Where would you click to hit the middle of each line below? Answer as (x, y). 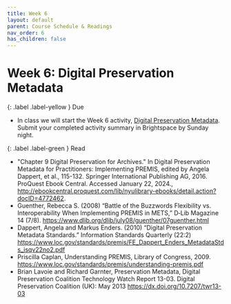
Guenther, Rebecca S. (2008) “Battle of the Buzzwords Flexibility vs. (114, 206)
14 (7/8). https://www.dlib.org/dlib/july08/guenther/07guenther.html (113, 221)
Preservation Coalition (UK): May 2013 (71, 286)
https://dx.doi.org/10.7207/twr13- (174, 286)
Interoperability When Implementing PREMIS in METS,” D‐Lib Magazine (118, 213)
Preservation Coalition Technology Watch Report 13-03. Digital (106, 279)
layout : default (30, 20)
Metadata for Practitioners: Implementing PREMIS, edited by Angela (113, 169)
